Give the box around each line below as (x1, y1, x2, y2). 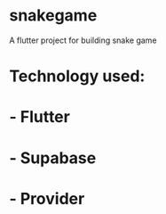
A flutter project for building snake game (9, 35, 157, 45)
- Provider (9, 188, 85, 209)
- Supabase (9, 148, 97, 168)
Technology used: (9, 66, 146, 86)
